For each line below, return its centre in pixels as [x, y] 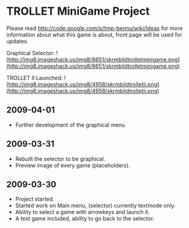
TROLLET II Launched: [35, 78]
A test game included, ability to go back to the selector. [85, 219]
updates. [17, 41]
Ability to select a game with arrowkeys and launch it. [82, 212]
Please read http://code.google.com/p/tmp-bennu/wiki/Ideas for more [94, 28]
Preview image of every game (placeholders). [72, 165]
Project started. [35, 199]
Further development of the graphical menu [70, 125]
